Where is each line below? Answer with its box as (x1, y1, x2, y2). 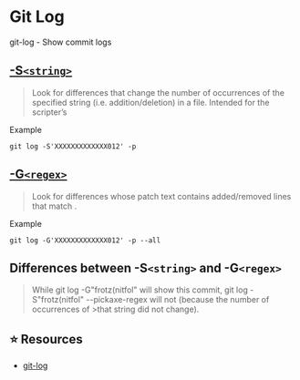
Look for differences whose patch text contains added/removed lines (31, 190, 292, 201)
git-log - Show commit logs (9, 36, 112, 47)
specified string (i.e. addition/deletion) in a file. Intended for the (31, 97, 270, 108)
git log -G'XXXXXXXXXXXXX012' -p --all (9, 235, 161, 245)
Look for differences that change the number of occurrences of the (31, 87, 285, 98)
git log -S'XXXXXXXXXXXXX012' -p (9, 141, 137, 151)
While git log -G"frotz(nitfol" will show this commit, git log (31, 284, 248, 295)
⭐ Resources (9, 331, 84, 347)
